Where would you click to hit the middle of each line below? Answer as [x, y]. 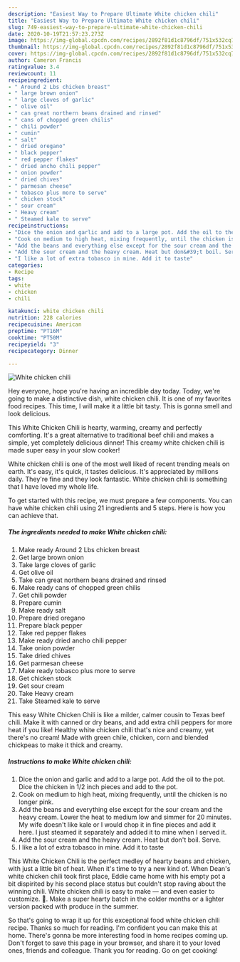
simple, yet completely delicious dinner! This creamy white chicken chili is [116, 443]
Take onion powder [47, 648]
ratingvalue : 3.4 [34, 67]
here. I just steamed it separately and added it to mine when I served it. [122, 832]
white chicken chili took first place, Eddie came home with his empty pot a [117, 877]
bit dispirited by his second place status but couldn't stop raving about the [117, 884]
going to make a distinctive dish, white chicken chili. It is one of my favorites [120, 398]
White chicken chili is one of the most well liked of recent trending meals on [119, 464]
